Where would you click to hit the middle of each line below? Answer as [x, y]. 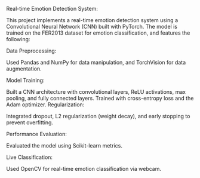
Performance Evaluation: [36, 134]
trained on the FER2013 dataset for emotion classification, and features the [98, 33]
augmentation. [24, 69]
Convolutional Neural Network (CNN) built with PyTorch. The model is [92, 27]
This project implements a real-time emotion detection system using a [92, 20]
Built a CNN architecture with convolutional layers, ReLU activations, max [96, 92]
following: [18, 39]
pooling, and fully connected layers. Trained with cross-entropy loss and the [100, 98]
